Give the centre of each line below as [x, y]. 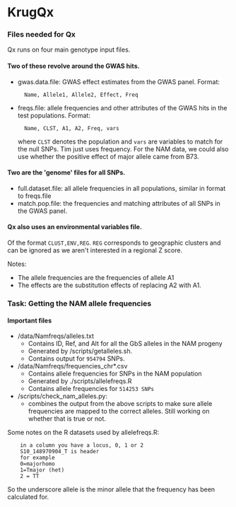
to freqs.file [34, 196]
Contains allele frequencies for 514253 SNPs [91, 389]
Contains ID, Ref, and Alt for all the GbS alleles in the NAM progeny [125, 344]
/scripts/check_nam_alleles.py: [63, 396]
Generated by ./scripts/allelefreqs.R [80, 381]
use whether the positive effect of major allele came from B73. [108, 156]
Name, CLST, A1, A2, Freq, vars [72, 128]
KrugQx [31, 12]
